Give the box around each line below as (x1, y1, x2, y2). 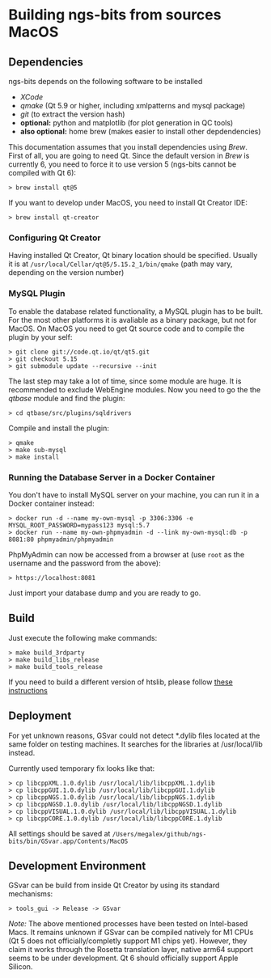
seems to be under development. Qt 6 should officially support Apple (8, 953, 239, 963)
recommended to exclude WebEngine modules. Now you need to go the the (8, 384, 261, 394)
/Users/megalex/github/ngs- (112, 830, 207, 838)
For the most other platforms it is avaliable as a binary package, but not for (8, 315, 257, 324)
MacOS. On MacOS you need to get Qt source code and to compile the (8, 324, 245, 333)
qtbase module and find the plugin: (8, 393, 125, 403)
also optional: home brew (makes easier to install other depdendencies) (19, 127, 261, 136)
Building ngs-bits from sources (8, 6, 222, 24)
